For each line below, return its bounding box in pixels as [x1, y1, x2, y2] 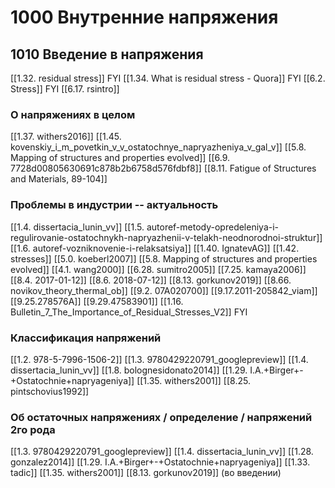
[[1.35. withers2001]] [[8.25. [136, 374, 251, 386]
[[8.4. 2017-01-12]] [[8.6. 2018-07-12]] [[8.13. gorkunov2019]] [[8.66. [10, 274, 292, 286]
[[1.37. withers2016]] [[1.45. [10, 131, 122, 143]
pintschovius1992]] [10, 385, 90, 397]
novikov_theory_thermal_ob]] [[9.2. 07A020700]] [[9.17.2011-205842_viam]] [10, 284, 318, 296]
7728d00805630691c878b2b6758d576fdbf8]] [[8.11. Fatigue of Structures [10, 162, 317, 175]
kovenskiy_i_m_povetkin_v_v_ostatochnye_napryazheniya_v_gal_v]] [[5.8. [10, 141, 307, 153]
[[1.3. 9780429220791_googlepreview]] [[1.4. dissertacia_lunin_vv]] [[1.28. [10, 446, 314, 458]
